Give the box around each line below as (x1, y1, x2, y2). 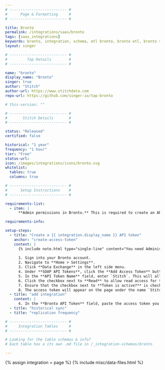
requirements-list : (5, 201, 45, 206)
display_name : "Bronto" (5, 75, 54, 80)
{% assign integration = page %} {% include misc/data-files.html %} (5, 360, 143, 365)
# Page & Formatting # (5, 12, 71, 17)
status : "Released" (5, 129, 45, 134)
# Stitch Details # (5, 115, 71, 120)
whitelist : (5, 165, 27, 170)
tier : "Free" (5, 151, 32, 156)
